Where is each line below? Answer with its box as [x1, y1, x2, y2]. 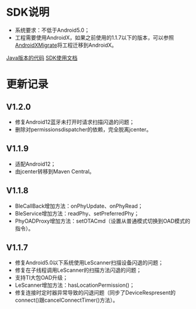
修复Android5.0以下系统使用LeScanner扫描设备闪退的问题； [14, 259, 164, 266]
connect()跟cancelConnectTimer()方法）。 [14, 296, 119, 304]
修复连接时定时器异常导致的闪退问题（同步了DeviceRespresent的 [14, 289, 176, 296]
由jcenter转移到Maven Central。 [14, 167, 95, 175]
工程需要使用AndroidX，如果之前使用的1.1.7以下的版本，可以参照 [14, 34, 174, 41]
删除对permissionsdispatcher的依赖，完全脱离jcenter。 [14, 125, 152, 133]
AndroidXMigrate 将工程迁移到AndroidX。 [14, 41, 117, 49]
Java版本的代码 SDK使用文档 [6, 54, 78, 61]
